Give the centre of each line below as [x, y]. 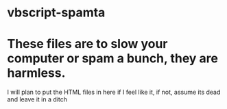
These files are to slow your [87, 44]
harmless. [36, 73]
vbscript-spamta [56, 13]
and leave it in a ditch [37, 99]
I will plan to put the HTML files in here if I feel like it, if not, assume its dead [114, 92]
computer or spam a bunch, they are [112, 59]
